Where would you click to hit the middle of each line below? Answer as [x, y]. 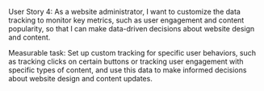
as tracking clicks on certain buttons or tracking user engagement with [126, 61]
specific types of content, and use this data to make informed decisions [128, 70]
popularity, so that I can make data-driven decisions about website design [132, 29]
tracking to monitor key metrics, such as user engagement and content [126, 20]
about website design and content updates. [81, 79]
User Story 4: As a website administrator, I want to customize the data [124, 12]
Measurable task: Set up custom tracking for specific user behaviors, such [132, 53]
